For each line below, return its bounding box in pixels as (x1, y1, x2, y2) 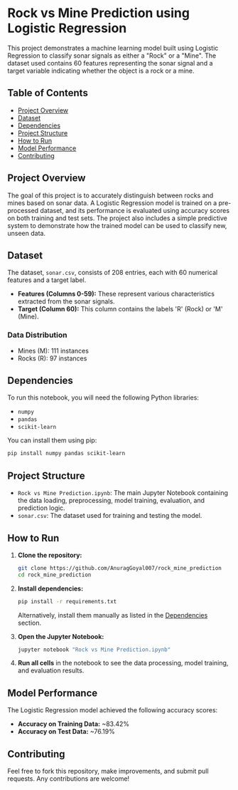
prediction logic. (17, 504, 65, 512)
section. (17, 618, 42, 627)
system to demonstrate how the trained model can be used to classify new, (7, 221, 227, 229)
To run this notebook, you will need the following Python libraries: (7, 393, 199, 402)
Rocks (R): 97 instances (17, 354, 87, 363)
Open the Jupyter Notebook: (17, 632, 104, 640)
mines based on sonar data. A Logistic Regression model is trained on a (7, 198, 217, 207)
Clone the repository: (17, 551, 82, 559)
